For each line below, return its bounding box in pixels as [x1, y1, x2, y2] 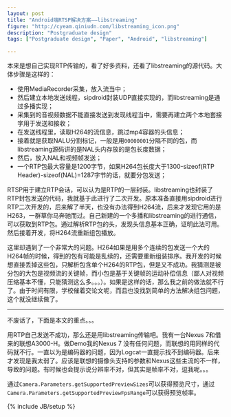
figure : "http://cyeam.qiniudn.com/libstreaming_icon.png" [7, 23, 180, 30]
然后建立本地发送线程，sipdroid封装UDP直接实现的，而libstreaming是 [16, 94, 214, 102]
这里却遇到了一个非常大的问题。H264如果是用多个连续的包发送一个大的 [7, 243, 210, 252]
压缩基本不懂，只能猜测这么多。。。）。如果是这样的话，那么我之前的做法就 [7, 278, 212, 286]
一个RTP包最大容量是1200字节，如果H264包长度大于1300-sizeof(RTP [16, 163, 214, 171]
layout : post [7, 10, 45, 17]
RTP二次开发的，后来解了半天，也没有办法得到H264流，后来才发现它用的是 [7, 203, 221, 211]
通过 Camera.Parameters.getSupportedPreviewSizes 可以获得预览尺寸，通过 [7, 380, 215, 388]
